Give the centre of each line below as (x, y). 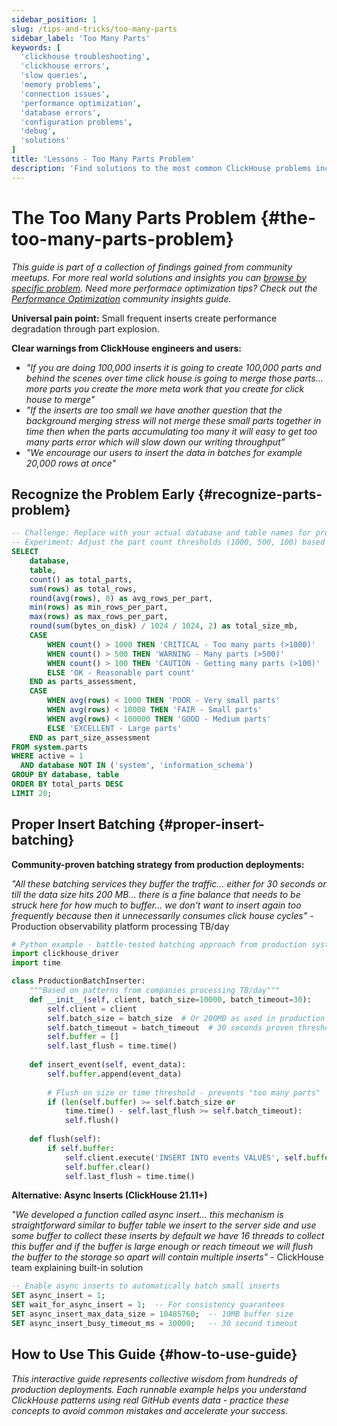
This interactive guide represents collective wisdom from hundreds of (154, 1378)
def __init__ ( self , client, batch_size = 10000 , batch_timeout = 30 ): (170, 999)
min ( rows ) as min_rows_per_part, (99, 607)
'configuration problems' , (76, 122)
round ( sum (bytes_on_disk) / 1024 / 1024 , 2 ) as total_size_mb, (164, 626)
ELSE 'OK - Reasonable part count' (121, 672)
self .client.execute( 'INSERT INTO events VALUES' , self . (186, 1157)
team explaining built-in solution (77, 1268)
